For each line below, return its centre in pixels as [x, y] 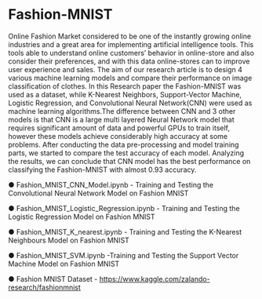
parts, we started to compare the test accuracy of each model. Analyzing [126, 153]
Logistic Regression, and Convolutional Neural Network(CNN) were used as [130, 103]
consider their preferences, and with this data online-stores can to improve [129, 61]
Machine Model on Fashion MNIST [64, 264]
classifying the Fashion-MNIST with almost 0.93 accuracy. [102, 170]
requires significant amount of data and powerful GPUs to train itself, [119, 128]
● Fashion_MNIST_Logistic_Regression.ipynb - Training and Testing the [124, 208]
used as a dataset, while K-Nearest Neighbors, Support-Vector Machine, [125, 94]
